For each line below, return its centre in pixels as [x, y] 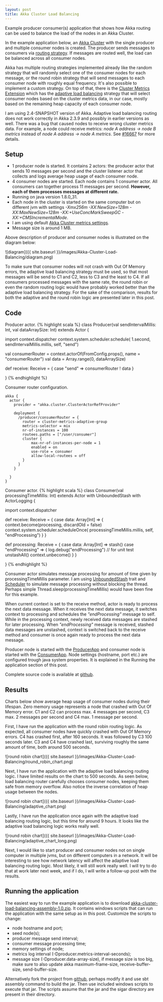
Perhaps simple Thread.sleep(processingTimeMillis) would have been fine [79, 589]
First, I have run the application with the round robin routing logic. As [73, 726]
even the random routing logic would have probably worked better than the [80, 287]
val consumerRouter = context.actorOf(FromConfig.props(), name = [73, 354]
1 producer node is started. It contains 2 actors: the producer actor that [83, 166]
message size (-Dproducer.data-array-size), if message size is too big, [83, 959]
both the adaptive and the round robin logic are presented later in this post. [80, 298]
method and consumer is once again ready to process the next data [73, 635]
